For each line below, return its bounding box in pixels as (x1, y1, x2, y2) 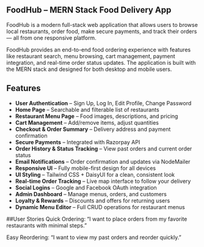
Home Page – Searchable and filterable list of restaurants (15, 106, 160, 113)
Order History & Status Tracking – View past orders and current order (15, 145, 192, 152)
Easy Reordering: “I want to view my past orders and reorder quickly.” (6, 234, 181, 241)
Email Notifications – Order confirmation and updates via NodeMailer (15, 158, 191, 165)
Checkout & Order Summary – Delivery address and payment (15, 125, 171, 133)
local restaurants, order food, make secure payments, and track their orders (6, 28, 197, 35)
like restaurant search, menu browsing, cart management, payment (6, 52, 175, 60)
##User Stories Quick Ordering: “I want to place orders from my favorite (6, 215, 188, 223)
